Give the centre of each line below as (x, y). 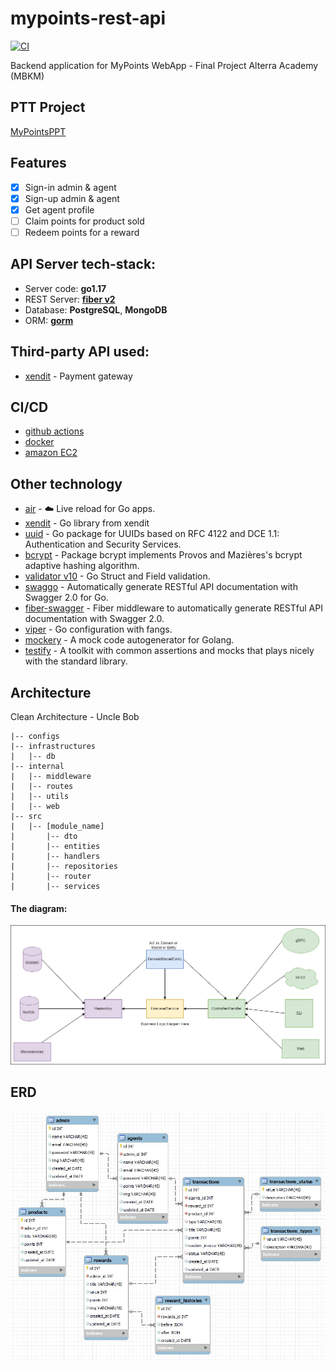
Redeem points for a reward (82, 232)
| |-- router (51, 876)
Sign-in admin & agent (70, 187)
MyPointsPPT (38, 131)
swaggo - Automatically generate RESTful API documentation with (161, 587)
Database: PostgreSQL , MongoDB (96, 309)
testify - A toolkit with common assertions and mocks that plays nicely (169, 651)
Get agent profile (59, 209)
